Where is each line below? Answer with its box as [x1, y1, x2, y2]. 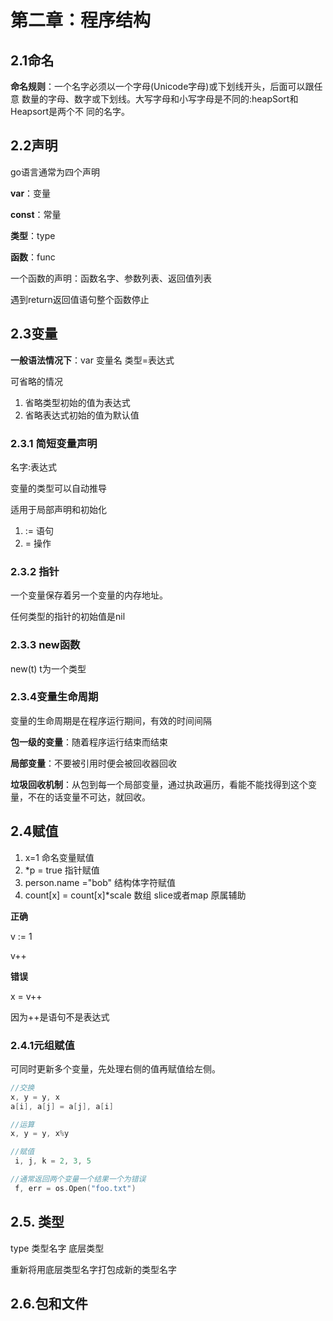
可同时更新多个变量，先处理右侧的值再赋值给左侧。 [10, 1062, 221, 1075]
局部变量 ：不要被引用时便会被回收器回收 [10, 757, 177, 769]
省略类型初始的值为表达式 [24, 396, 131, 408]
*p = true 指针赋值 [24, 864, 100, 876]
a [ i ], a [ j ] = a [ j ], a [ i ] [10, 1101, 114, 1111]
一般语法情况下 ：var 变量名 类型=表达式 [10, 354, 175, 366]
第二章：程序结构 [10, 9, 152, 32]
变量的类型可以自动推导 [10, 482, 107, 494]
